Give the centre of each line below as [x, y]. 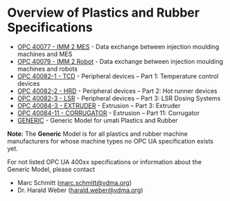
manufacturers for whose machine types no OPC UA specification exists [110, 141]
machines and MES [45, 54]
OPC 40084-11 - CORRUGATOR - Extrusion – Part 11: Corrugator [108, 113]
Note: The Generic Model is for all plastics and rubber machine [98, 134]
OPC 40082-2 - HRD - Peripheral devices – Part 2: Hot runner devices [117, 91]
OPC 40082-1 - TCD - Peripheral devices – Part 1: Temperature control [118, 76]
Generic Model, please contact [51, 169]
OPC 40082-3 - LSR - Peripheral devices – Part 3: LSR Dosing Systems [119, 98]
